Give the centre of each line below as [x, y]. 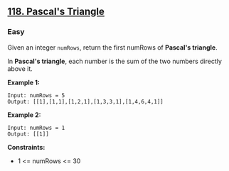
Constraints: [26, 147]
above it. [20, 68]
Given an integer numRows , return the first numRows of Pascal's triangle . [113, 47]
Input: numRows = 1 [36, 128]
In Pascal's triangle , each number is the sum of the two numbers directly [115, 61]
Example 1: [24, 82]
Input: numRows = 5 [36, 95]
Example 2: [24, 115]
